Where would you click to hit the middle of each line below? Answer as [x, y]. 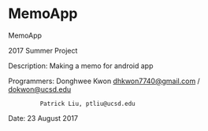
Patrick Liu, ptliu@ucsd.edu [87, 104]
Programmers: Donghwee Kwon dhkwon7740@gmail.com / [104, 81]
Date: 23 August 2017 [43, 118]
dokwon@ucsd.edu [40, 89]
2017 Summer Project [43, 50]
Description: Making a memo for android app [81, 65]
